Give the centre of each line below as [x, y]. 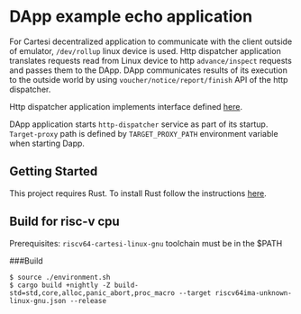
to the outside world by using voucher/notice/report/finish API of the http [149, 79]
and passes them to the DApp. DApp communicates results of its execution [149, 70]
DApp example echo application [131, 17]
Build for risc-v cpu [64, 222]
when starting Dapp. [47, 143]
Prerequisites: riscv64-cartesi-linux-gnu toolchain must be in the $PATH [146, 243]
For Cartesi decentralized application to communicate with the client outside [151, 41]
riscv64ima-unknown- [254, 293]
